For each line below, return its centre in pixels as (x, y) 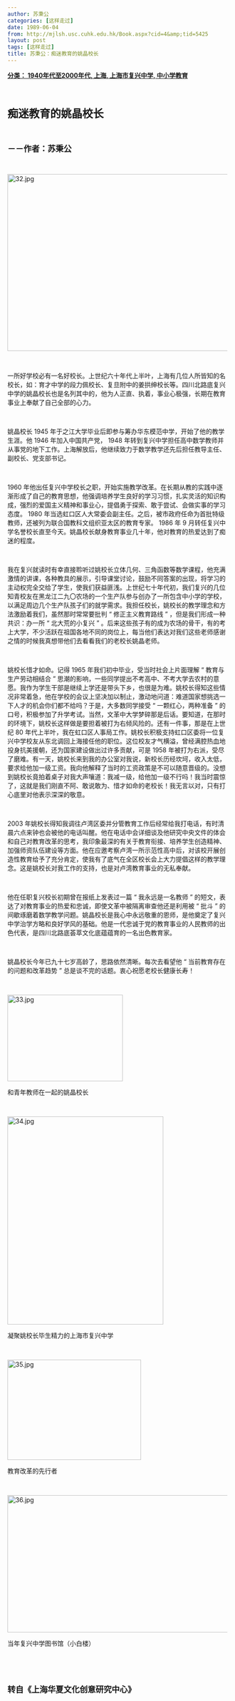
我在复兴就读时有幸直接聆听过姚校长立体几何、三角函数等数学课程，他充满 (116, 569)
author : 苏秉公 (28, 14)
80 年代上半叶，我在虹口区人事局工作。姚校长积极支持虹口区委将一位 (117, 732)
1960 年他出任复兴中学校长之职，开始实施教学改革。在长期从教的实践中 (112, 487)
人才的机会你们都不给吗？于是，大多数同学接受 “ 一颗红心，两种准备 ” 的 (120, 705)
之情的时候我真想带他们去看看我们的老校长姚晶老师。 (85, 641)
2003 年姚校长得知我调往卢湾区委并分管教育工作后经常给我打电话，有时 (113, 823)
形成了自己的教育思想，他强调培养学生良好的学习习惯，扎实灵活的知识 (116, 495)
